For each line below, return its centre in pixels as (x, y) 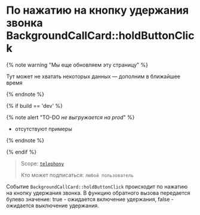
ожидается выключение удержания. (53, 205)
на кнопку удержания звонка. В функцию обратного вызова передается (98, 193)
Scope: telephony (42, 163)
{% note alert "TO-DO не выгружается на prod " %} (70, 117)
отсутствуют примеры (44, 129)
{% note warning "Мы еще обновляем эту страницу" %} (77, 65)
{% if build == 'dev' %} (34, 105)
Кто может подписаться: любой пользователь (77, 175)
